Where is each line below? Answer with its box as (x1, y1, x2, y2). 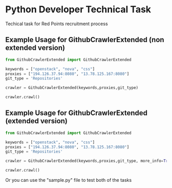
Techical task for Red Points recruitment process (5, 21, 109, 27)
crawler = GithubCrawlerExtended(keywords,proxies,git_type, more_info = (5, 158, 164, 164)
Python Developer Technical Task (5, 4, 152, 15)
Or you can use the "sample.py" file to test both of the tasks (5, 177, 132, 183)
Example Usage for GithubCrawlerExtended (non (5, 35, 165, 44)
